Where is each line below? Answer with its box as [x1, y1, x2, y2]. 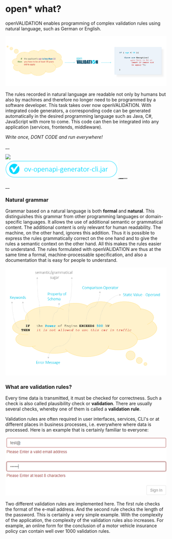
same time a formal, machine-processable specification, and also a [5, 251, 147, 258]
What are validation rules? [5, 383, 72, 390]
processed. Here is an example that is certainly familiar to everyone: [5, 427, 149, 433]
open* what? [5, 3, 61, 15]
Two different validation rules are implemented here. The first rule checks [5, 500, 160, 507]
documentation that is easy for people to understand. [5, 257, 118, 263]
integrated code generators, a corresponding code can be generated [5, 107, 151, 114]
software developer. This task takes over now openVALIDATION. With [5, 102, 152, 108]
